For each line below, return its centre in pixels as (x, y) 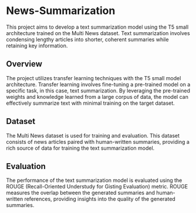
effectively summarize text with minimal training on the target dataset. (90, 103)
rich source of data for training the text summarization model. (80, 148)
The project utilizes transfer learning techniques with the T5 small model (94, 78)
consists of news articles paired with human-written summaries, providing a (98, 142)
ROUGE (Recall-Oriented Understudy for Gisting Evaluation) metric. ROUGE (97, 187)
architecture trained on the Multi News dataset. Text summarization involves (98, 33)
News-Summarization (61, 11)
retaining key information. (37, 46)
